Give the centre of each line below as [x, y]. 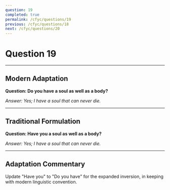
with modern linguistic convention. [41, 182]
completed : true [22, 15]
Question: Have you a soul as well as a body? [54, 134]
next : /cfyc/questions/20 [32, 29]
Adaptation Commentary [45, 164]
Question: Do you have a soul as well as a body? [57, 91]
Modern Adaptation [37, 79]
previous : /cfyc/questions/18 [37, 24]
